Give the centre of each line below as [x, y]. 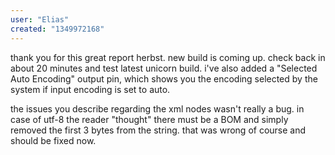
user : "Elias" [40, 19]
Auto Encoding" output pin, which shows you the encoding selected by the [164, 78]
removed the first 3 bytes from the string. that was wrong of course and [158, 130]
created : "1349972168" [57, 29]
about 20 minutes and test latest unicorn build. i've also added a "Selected [164, 68]
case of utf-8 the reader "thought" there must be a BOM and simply [149, 119]
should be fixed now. [53, 140]
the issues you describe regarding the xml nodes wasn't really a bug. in [157, 108]
